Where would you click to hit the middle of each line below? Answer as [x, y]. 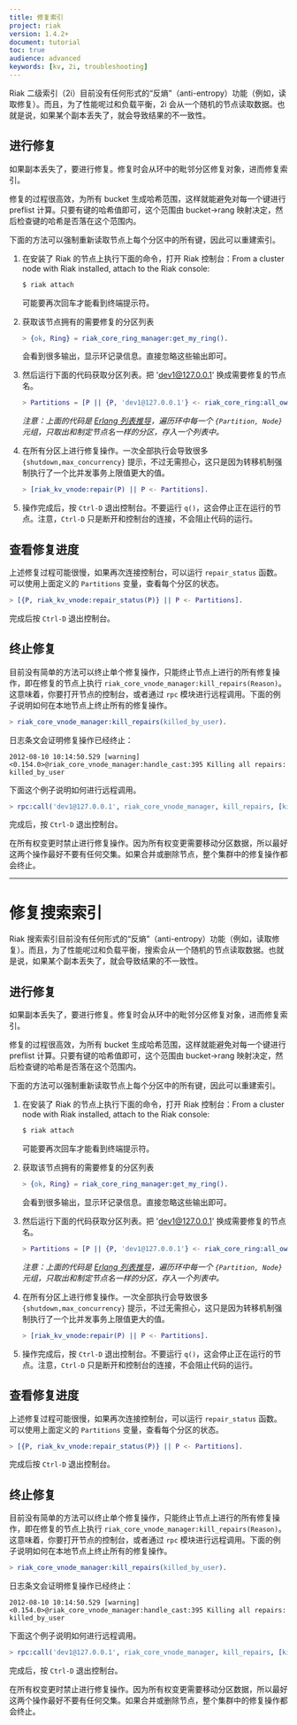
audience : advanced [45, 58]
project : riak [35, 26]
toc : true [27, 50]
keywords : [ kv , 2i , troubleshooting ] [79, 67]
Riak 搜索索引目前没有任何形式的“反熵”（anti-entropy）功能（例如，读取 [141, 939]
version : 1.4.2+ [39, 34]
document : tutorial [45, 42]
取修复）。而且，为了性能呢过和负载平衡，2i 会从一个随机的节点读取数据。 [143, 104]
